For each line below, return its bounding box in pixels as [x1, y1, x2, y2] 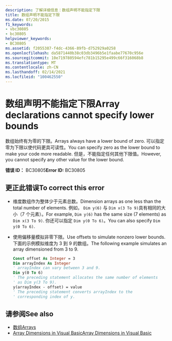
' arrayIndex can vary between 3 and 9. [12, 266, 101, 271]
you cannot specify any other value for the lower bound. [5, 156, 124, 162]
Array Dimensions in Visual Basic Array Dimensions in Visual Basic [12, 330, 152, 336]
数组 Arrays [12, 324, 36, 330]
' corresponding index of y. [12, 294, 75, 299]
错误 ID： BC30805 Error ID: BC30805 [5, 167, 86, 173]
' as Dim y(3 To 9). [12, 280, 57, 285]
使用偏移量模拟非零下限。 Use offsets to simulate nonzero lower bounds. [12, 234, 166, 240]
